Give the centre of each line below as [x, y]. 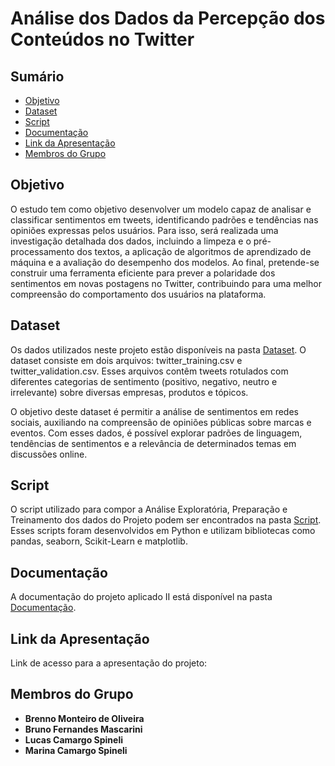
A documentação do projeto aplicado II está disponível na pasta [141, 597]
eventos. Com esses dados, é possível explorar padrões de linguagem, [156, 433]
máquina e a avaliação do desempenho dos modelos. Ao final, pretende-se [165, 262]
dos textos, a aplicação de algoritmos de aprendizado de [194, 251]
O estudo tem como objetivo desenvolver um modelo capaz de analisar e [161, 209]
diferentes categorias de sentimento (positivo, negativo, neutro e [144, 381]
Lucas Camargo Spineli [74, 739]
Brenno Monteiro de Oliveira [84, 718]
